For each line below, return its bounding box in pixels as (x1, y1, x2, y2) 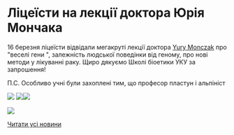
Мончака (7, 20, 63, 36)
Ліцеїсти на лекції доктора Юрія (7, 5, 205, 21)
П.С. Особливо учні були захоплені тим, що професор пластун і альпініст (7, 78, 226, 87)
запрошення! (7, 65, 46, 73)
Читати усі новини (7, 120, 61, 128)
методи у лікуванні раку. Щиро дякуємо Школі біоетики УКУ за (7, 57, 196, 66)
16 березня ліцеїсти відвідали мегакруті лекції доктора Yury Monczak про (7, 43, 227, 51)
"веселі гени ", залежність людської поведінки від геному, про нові (7, 50, 208, 59)
